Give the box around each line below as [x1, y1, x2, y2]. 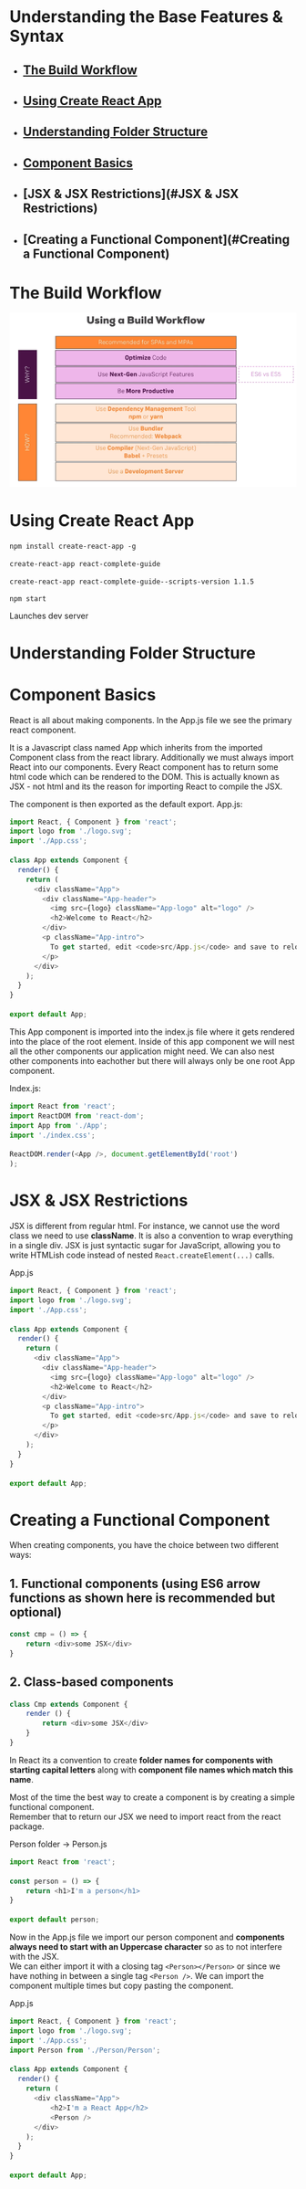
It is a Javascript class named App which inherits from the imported [9, 742, 263, 752]
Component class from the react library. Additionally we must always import [9, 752, 294, 763]
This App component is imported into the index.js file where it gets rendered [9, 1026, 295, 1037]
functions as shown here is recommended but [9, 1590, 276, 1605]
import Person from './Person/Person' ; [9, 2046, 161, 2055]
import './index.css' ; [9, 1131, 96, 1140]
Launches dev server [9, 610, 89, 622]
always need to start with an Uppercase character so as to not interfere [9, 1942, 282, 1952]
